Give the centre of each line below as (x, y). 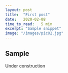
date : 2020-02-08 (25, 19)
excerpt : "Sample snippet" (33, 29)
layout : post (19, 10)
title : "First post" (28, 15)
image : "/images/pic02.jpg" (34, 33)
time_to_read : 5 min (29, 24)
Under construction (25, 65)
